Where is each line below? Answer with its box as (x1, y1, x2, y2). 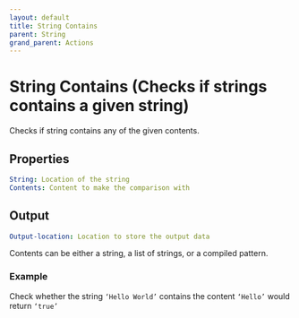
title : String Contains (9, 21, 98, 30)
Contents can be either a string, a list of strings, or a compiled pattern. (9, 248, 269, 259)
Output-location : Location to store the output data (9, 232, 210, 241)
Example (9, 271, 48, 283)
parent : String (9, 30, 66, 39)
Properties (9, 151, 70, 167)
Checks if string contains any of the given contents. (9, 125, 200, 136)
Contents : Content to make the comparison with (9, 183, 191, 193)
